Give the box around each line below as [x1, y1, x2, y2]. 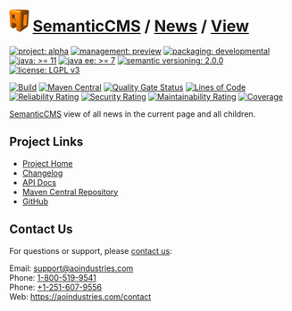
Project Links [9, 135, 84, 150]
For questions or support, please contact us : [9, 245, 172, 256]
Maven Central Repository [21, 186, 119, 197]
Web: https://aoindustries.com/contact [9, 291, 152, 302]
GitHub [21, 196, 49, 207]
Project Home [21, 158, 73, 168]
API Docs [21, 176, 56, 187]
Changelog [21, 168, 63, 178]
